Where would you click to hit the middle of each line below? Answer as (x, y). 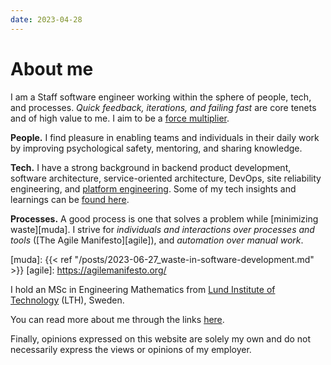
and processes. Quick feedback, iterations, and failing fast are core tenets (163, 107)
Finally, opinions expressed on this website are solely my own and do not (161, 338)
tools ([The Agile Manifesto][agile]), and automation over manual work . (157, 240)
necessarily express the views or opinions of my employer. (131, 349)
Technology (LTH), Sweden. (67, 300)
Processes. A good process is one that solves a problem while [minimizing (164, 218)
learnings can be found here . (70, 199)
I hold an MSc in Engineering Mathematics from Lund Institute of (143, 289)
